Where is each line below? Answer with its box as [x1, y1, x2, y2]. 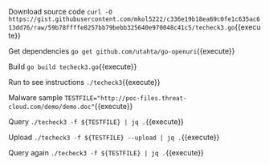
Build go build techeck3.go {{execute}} [8, 62, 137, 71]
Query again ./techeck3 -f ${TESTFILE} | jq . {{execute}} [8, 148, 205, 157]
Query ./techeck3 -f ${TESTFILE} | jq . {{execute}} [8, 117, 185, 127]
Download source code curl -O [8, 7, 112, 16]
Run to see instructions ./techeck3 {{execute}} [8, 78, 161, 87]
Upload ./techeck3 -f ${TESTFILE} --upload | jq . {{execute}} [8, 132, 220, 142]
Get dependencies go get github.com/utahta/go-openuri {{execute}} [8, 46, 235, 55]
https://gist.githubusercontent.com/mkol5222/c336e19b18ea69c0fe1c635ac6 [8, 15, 261, 23]
